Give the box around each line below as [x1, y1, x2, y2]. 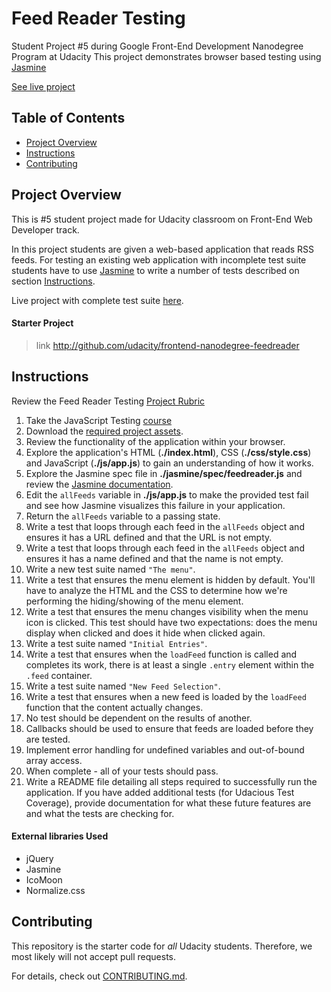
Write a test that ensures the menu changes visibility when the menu [25, 605, 309, 617]
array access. [25, 754, 83, 766]
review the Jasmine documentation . [25, 478, 174, 490]
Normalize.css [25, 884, 86, 896]
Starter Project [11, 317, 74, 329]
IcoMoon [25, 873, 63, 886]
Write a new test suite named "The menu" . [25, 563, 196, 575]
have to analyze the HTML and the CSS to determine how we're [25, 584, 288, 596]
